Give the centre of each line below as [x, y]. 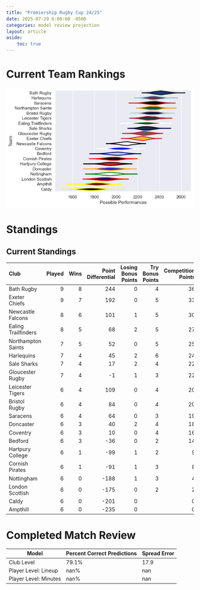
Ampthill [19, 510]
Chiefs [17, 303]
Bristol [17, 401]
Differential [101, 277]
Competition [179, 271]
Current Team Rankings [66, 74]
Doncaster [21, 424]
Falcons [18, 318]
